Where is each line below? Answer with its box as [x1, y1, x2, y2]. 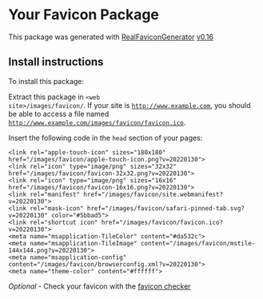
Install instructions [8, 55, 104, 69]
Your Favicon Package [8, 6, 160, 24]
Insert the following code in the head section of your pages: [8, 133, 203, 142]
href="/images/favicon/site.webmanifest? [83, 190, 224, 198]
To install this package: [8, 76, 85, 86]
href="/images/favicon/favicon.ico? [101, 218, 224, 226]
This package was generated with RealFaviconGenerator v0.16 [8, 32, 214, 42]
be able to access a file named [8, 109, 110, 118]
